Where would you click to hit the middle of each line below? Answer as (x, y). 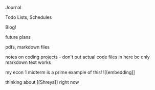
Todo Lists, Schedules (29, 17)
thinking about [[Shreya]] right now (42, 82)
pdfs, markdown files (28, 47)
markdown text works (28, 62)
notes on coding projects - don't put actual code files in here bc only (77, 57)
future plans (18, 37)
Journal (13, 7)
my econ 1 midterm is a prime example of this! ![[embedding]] (70, 72)
